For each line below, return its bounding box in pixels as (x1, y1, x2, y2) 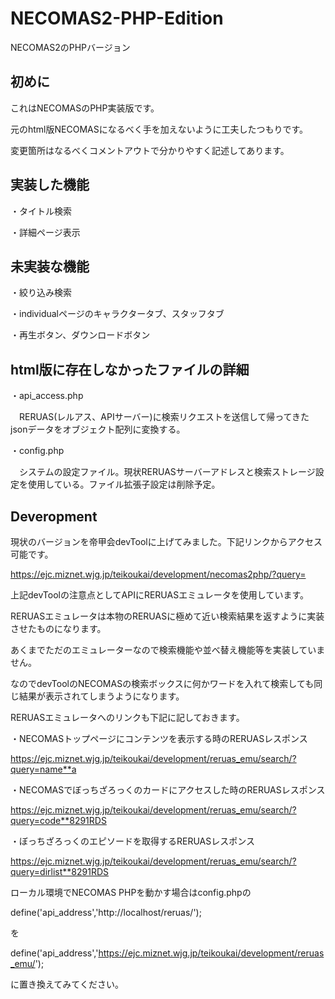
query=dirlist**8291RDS (10, 866, 109, 877)
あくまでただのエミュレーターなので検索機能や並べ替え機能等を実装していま (10, 644, 326, 656)
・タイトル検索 (10, 205, 72, 217)
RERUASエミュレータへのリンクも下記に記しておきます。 (10, 712, 245, 723)
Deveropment (10, 508, 98, 525)
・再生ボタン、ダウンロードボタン (10, 329, 151, 341)
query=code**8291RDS (10, 815, 107, 826)
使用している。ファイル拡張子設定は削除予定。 (27, 478, 221, 491)
